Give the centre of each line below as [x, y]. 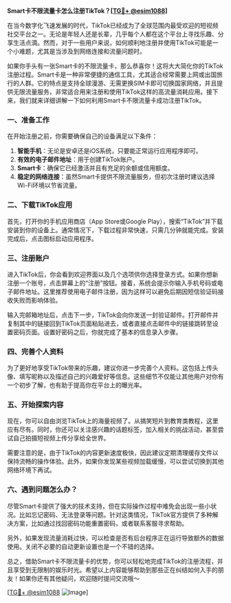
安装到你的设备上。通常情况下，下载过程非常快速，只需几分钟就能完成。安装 [115, 229]
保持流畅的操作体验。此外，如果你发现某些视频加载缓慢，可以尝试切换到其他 [115, 462]
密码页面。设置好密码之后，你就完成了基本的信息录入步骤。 [97, 332]
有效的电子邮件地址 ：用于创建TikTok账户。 [78, 160]
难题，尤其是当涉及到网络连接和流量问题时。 [82, 51]
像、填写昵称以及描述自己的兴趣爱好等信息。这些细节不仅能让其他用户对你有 [115, 377]
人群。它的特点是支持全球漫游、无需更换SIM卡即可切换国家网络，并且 [118, 83]
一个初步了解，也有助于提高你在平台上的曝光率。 [76, 385]
